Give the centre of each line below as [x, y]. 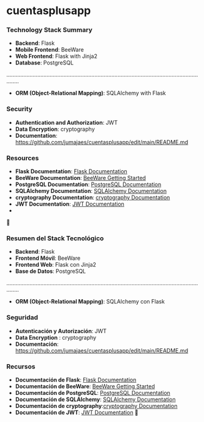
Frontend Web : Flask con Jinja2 [56, 265]
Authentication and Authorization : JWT [66, 122]
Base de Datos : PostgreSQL [51, 272]
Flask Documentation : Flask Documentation [71, 171]
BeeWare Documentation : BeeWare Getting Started [80, 178]
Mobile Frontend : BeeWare [49, 50]
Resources [23, 158]
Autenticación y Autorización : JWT [61, 331]
